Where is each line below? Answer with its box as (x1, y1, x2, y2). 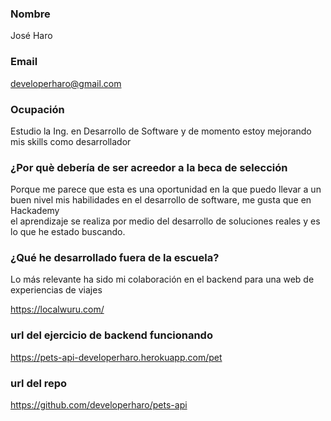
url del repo (10, 376, 68, 390)
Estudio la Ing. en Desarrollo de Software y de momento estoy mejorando (10, 125, 312, 137)
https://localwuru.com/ (10, 303, 105, 316)
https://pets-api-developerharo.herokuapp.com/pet (10, 351, 223, 363)
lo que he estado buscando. (10, 226, 126, 238)
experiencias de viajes (10, 284, 103, 296)
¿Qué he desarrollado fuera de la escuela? (10, 251, 220, 265)
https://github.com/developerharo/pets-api (10, 399, 188, 411)
